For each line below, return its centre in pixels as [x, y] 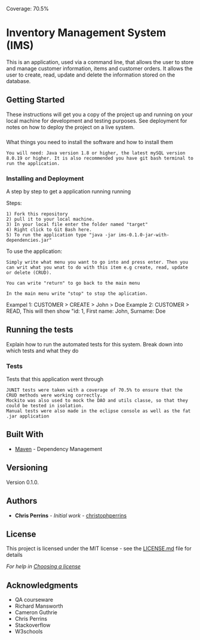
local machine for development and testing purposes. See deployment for [97, 121]
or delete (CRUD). [29, 272]
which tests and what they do [42, 351]
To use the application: [34, 251]
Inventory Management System [86, 33]
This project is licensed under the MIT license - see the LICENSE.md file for [99, 548]
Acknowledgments [42, 585]
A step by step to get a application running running [69, 191]
